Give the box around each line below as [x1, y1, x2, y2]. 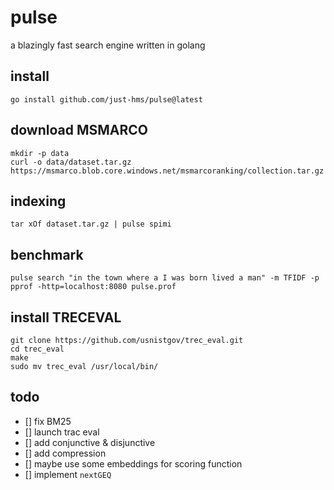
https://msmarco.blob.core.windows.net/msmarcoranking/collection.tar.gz [10, 166, 325, 176]
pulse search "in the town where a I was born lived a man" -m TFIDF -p [10, 273, 320, 283]
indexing [10, 192, 67, 210]
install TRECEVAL [10, 309, 122, 326]
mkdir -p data [10, 148, 70, 158]
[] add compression [24, 447, 107, 459]
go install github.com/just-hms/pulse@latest [10, 94, 203, 105]
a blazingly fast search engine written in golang [10, 39, 206, 51]
